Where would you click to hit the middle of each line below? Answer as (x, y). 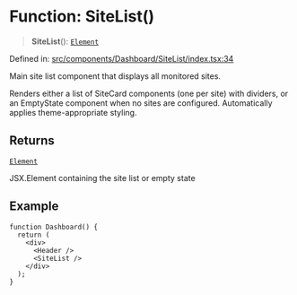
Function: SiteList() (82, 17)
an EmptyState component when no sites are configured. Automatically (141, 103)
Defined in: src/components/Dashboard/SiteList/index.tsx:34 (122, 58)
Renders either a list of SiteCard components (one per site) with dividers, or (149, 93)
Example (34, 207)
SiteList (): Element (65, 41)
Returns (32, 141)
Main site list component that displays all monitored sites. (115, 76)
